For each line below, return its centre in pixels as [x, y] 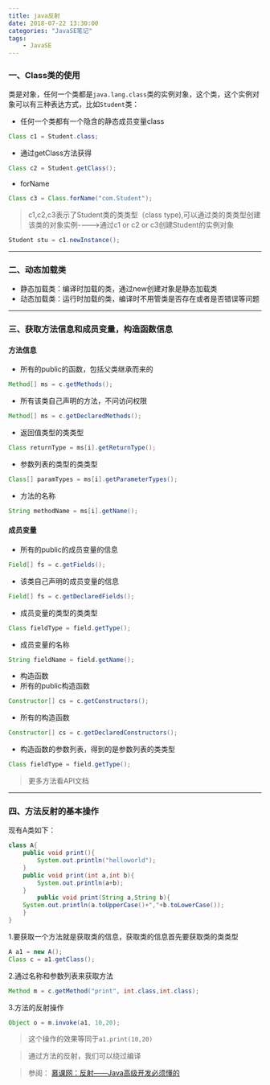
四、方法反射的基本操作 [53, 811]
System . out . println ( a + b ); [81, 883]
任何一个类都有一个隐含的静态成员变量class [92, 121]
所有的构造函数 [45, 717]
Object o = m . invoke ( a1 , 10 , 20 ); [64, 1022]
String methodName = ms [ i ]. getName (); [73, 511]
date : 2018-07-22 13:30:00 [53, 23]
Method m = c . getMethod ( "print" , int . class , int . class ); [104, 991]
